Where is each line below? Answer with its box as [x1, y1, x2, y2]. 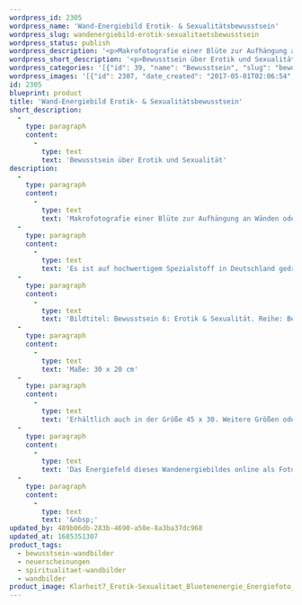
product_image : [9, 582, 67, 591]
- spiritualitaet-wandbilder [17, 565, 127, 574]
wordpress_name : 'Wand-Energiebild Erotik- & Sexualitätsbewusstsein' [9, 22, 280, 31]
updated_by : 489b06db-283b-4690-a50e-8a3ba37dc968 [9, 524, 203, 533]
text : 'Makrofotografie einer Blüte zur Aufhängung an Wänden [41, 213, 280, 223]
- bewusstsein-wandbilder [17, 548, 115, 558]
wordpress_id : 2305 [9, 13, 83, 23]
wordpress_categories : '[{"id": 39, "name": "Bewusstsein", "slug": [9, 64, 271, 73]
